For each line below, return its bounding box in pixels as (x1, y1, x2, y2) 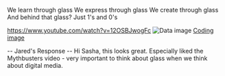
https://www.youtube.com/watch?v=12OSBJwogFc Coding (7, 27, 214, 34)
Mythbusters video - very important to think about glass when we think (7, 54, 208, 62)
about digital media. (7, 62, 63, 69)
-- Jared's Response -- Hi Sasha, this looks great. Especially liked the (7, 47, 204, 55)
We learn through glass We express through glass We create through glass (7, 6, 219, 14)
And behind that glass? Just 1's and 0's (7, 13, 118, 21)
